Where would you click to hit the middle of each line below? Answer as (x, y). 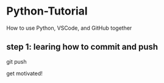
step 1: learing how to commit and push (82, 47)
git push (17, 61)
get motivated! (24, 73)
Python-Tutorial (47, 11)
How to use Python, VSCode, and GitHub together (69, 28)
